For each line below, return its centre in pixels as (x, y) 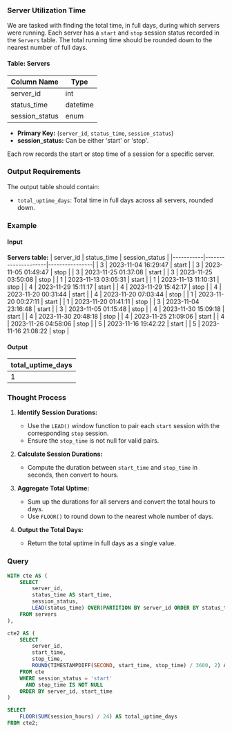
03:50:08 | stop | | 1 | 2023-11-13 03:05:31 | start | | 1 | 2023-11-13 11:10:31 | (113, 279)
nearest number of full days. (47, 48)
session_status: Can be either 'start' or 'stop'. (83, 140)
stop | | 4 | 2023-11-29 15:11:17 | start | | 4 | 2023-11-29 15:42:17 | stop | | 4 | (115, 287)
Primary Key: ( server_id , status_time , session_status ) (95, 133)
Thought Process (37, 398)
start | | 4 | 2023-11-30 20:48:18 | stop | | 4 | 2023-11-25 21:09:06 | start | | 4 (116, 316)
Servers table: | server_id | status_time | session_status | (88, 257)
